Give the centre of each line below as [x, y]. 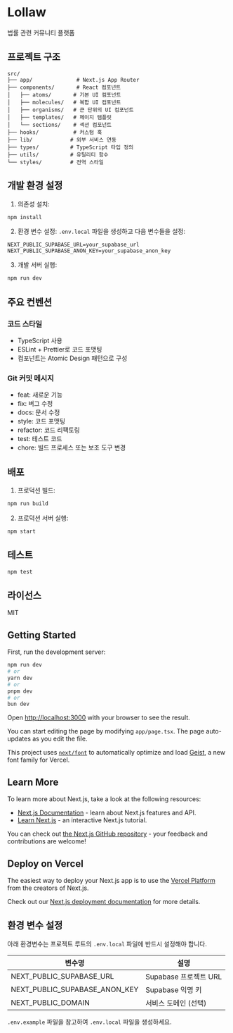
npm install [25, 217]
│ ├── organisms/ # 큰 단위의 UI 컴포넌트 [71, 110]
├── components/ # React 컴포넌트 [64, 87]
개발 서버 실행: [37, 265]
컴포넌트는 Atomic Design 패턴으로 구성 [72, 358]
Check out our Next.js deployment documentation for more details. [104, 901]
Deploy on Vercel [46, 864]
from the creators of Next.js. [48, 888]
